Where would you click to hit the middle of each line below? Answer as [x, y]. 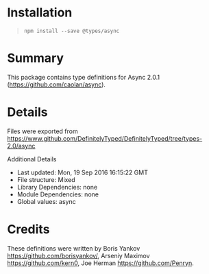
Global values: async [47, 201]
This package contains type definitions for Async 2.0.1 [84, 77]
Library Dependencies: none [57, 187]
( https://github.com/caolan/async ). [57, 84]
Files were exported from [42, 131]
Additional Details [32, 159]
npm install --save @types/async [72, 31]
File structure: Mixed [46, 179]
